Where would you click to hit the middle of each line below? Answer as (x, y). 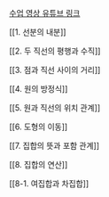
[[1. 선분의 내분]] (38, 32)
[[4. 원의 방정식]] (39, 89)
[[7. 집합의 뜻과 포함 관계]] (54, 146)
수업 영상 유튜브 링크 (45, 13)
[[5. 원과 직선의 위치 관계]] (55, 108)
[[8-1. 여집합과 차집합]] (49, 184)
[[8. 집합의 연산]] (39, 164)
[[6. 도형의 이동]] (39, 127)
